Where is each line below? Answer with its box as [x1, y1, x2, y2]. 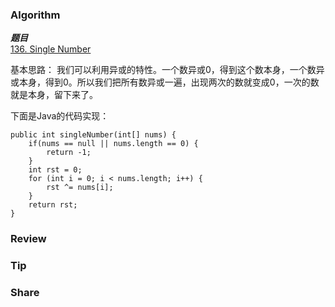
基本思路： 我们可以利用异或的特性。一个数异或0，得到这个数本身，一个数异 [10, 64, 325, 76]
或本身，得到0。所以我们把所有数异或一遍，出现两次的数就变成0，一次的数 [10, 76, 320, 88]
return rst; [28, 200, 78, 210]
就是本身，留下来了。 [10, 89, 98, 101]
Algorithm [10, 8, 61, 22]
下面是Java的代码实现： [10, 110, 110, 122]
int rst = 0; [28, 165, 83, 175]
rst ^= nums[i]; [46, 183, 114, 193]
